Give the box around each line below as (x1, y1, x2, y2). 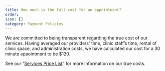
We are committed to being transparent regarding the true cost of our (5, 35, 148, 41)
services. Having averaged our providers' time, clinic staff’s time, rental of (5, 40, 157, 46)
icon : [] (5, 16, 23, 21)
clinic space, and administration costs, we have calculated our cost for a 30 (5, 45, 161, 51)
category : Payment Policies (5, 21, 64, 26)
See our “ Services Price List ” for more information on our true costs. (5, 60, 146, 66)
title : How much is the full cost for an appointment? (5, 7, 122, 12)
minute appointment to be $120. (5, 51, 71, 57)
